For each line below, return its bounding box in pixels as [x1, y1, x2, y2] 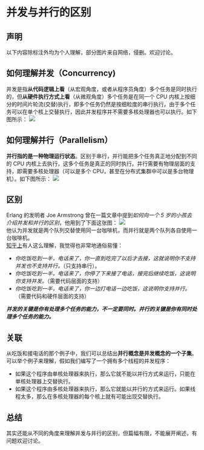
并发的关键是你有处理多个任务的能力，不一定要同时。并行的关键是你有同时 [6, 305, 192, 313]
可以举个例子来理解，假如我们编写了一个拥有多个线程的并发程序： [6, 357, 171, 365]
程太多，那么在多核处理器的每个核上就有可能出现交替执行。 [15, 393, 164, 400]
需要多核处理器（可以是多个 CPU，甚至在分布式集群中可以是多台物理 [22, 167, 194, 174]
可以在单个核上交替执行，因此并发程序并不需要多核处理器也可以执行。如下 [11, 108, 197, 115]
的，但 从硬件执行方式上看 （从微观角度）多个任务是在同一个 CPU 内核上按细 [6, 93, 196, 100]
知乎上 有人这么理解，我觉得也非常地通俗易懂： [6, 242, 123, 249]
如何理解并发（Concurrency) [6, 68, 116, 79]
